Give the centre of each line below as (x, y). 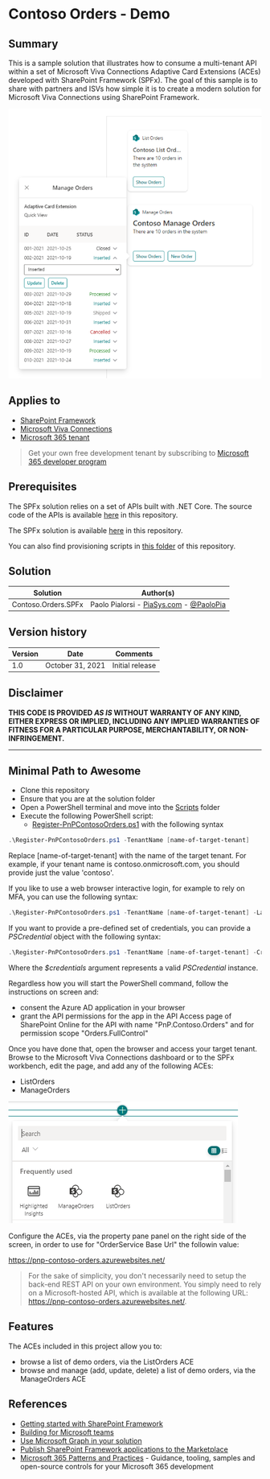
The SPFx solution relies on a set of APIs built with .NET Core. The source (130, 506)
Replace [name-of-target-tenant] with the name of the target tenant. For (127, 856)
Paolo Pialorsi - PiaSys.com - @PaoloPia (158, 605)
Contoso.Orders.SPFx (48, 605)
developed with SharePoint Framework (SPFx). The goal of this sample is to (133, 80)
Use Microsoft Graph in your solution (81, 1440)
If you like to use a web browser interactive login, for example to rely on (127, 888)
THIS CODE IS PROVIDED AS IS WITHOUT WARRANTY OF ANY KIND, (125, 713)
